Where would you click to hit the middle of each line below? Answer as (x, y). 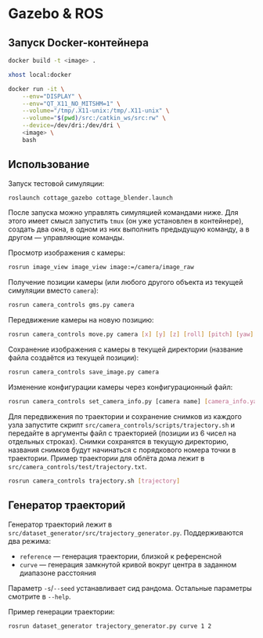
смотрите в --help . (40, 596)
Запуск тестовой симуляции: (56, 183)
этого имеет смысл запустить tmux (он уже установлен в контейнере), (126, 221)
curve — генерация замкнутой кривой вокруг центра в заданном (128, 564)
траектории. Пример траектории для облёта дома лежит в (106, 458)
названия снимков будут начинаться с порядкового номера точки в (122, 450)
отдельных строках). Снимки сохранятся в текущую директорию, (119, 441)
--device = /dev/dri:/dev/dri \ (72, 126)
